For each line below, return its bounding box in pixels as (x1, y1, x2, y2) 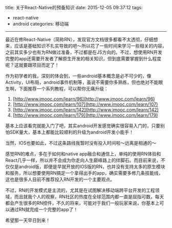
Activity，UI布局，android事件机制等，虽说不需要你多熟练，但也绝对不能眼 (5, 79, 163, 85)
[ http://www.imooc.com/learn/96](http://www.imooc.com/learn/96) (12, 96, 155, 102)
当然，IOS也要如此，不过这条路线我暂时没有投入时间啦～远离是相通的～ (5, 140, 157, 146)
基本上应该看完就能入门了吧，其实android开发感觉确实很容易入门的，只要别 (5, 123, 165, 129)
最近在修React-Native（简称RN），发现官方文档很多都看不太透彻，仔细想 (5, 36, 158, 42)
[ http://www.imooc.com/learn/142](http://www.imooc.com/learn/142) (12, 107, 159, 112)
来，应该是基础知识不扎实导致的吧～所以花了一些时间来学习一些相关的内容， (5, 43, 167, 49)
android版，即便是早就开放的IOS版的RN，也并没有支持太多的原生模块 (18, 164, 165, 170)
